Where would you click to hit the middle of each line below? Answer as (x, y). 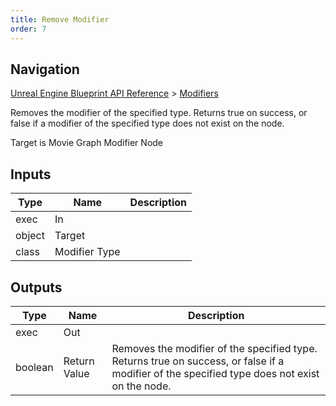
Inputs (31, 174)
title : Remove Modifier (60, 19)
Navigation (45, 69)
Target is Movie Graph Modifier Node (87, 143)
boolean (34, 367)
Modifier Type (87, 252)
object (30, 236)
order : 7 (28, 29)
